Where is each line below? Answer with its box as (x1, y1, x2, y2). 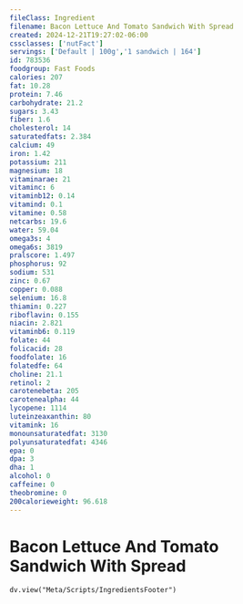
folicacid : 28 (9, 344, 64, 353)
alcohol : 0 (9, 472, 51, 481)
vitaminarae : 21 (9, 174, 71, 183)
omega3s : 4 (9, 234, 51, 243)
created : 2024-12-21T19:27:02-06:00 (9, 30, 148, 39)
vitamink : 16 (9, 421, 59, 430)
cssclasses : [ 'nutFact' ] (9, 38, 104, 48)
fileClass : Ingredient (9, 13, 96, 23)
